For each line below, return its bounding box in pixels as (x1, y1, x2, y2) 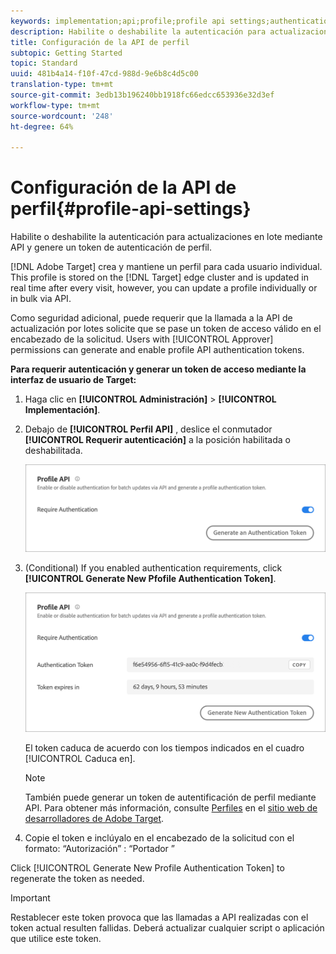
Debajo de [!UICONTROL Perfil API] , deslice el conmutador (24, 423, 273, 435)
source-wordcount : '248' (10, 111, 114, 121)
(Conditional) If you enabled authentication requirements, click (24, 561, 283, 574)
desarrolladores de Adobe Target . (24, 812, 165, 824)
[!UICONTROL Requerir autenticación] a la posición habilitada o (24, 434, 291, 446)
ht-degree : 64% (10, 121, 74, 132)
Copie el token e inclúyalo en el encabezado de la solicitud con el (24, 831, 295, 844)
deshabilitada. (24, 445, 83, 457)
